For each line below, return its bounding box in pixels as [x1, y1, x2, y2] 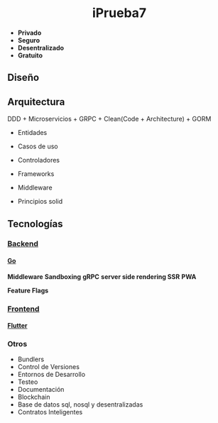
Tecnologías [7, 218, 63, 230]
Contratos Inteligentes [17, 408, 83, 417]
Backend [7, 239, 39, 249]
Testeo [17, 378, 38, 386]
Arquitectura [7, 96, 65, 108]
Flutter [7, 322, 28, 330]
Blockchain [17, 392, 50, 402]
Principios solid [17, 197, 63, 206]
